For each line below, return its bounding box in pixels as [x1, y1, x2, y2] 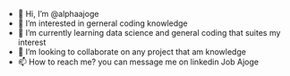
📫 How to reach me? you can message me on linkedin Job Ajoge [17, 56, 260, 67]
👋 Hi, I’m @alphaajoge [17, 9, 99, 19]
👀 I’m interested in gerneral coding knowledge [17, 18, 188, 29]
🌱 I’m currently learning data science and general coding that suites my [17, 28, 281, 38]
